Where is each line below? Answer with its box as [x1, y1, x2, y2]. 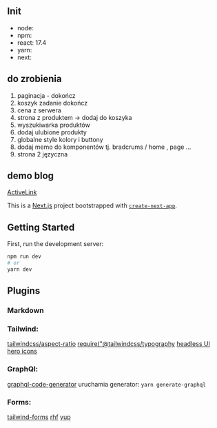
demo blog [7, 170, 54, 182]
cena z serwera [17, 106, 62, 114]
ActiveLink [7, 188, 37, 196]
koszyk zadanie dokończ [17, 99, 88, 107]
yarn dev [7, 266, 32, 273]
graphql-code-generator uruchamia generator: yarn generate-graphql [7, 380, 207, 388]
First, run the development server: [7, 240, 104, 248]
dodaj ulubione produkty [17, 128, 87, 136]
